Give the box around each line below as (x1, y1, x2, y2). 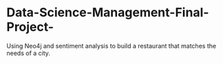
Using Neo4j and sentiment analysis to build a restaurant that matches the (6, 42, 217, 50)
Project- (6, 19, 54, 35)
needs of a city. (6, 49, 51, 57)
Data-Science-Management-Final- (6, 5, 209, 20)
